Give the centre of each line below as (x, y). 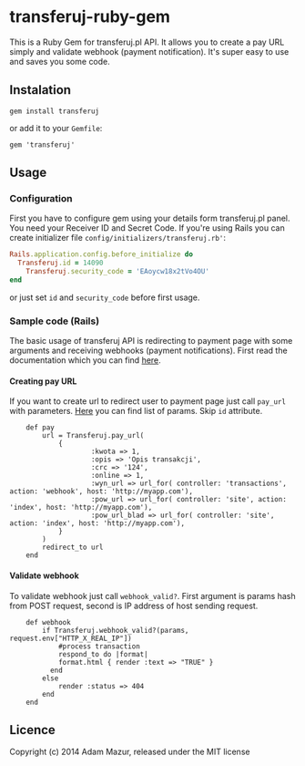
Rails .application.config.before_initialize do (102, 254)
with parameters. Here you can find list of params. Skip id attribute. (136, 411)
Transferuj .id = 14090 (61, 263)
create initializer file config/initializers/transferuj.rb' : (117, 238)
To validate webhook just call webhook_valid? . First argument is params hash (152, 595)
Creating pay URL (43, 381)
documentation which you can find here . (85, 360)
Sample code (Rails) (55, 321)
